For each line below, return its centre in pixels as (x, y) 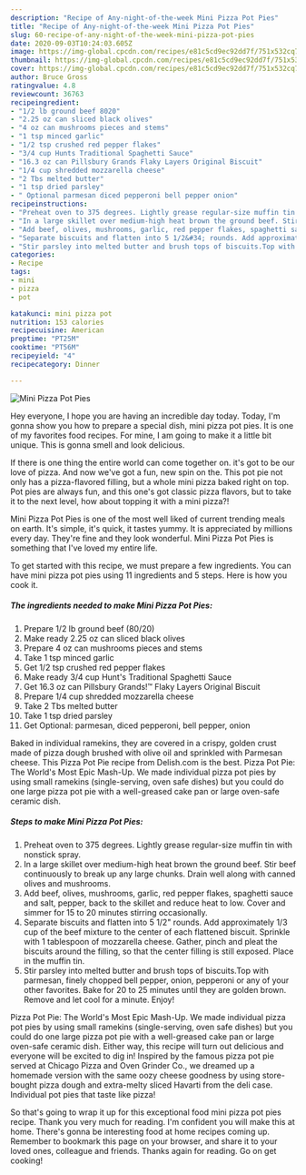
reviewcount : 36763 (47, 94)
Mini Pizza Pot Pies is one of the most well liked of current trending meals (148, 519)
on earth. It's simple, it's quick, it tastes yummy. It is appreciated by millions (152, 528)
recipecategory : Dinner (55, 364)
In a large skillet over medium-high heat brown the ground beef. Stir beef (160, 864)
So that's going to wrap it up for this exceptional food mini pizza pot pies (146, 1112)
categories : (33, 255)
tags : (20, 272)
